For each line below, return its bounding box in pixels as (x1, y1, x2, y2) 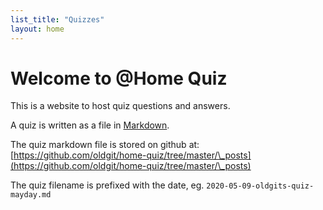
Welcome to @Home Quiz (10, 67, 228, 90)
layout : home (10, 24, 65, 34)
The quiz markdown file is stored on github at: (10, 139, 200, 151)
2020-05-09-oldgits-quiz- (206, 181, 315, 191)
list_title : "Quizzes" (10, 14, 105, 25)
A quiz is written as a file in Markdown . (10, 119, 170, 131)
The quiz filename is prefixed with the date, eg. (10, 179, 205, 191)
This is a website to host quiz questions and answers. (10, 100, 231, 112)
